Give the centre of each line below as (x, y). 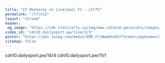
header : (13, 23)
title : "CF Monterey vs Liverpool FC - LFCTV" (54, 10)
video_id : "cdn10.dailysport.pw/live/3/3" (49, 32)
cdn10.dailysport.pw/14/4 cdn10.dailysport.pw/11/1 (56, 55)
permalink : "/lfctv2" (27, 14)
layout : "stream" (23, 19)
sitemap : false (21, 42)
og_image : (17, 28)
